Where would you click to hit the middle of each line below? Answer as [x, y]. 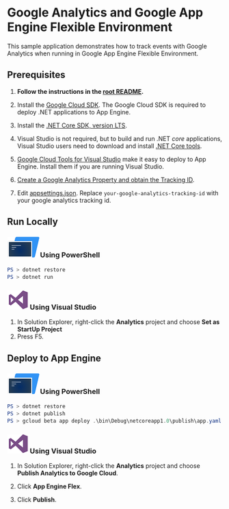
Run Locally [32, 222]
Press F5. [30, 336]
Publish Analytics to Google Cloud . [67, 473]
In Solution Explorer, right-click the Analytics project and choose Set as [118, 322]
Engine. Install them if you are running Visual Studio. [90, 166]
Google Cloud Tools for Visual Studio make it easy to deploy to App [111, 159]
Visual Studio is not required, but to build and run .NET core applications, [119, 138]
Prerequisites [36, 75]
